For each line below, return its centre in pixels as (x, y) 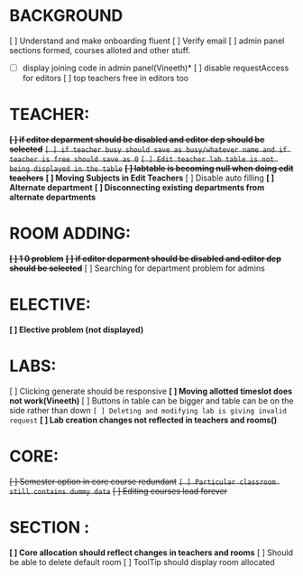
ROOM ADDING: (70, 233)
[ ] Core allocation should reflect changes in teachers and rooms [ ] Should (151, 553)
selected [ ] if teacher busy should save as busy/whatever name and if (148, 149)
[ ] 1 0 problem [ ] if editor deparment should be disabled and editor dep (145, 258)
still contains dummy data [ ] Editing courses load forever (119, 491)
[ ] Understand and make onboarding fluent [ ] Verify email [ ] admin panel (147, 41)
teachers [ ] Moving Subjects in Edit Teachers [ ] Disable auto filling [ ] (142, 178)
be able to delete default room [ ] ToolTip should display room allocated (142, 562)
